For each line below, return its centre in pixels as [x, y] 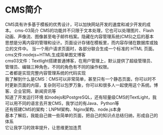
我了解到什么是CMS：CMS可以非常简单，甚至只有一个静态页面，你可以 [76, 79]
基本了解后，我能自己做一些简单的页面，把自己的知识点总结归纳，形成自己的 [81, 115]
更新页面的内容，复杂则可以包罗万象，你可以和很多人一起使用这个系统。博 [83, 85]
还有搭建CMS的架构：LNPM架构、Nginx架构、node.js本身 [63, 109]
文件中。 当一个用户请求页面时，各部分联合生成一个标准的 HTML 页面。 [85, 49]
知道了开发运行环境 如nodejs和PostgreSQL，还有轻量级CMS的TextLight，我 [81, 97]
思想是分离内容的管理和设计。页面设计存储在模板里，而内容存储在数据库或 [79, 42]
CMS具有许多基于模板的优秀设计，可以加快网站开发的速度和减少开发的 [76, 24]
